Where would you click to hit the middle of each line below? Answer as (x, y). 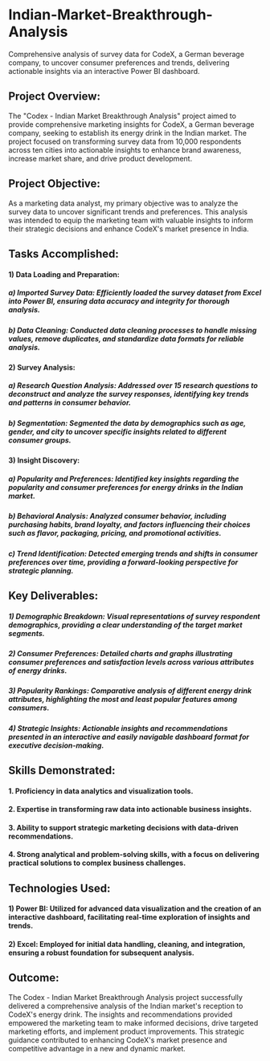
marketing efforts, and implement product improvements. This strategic (127, 1031)
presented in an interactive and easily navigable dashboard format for (129, 737)
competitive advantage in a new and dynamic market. (97, 1048)
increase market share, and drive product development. (100, 158)
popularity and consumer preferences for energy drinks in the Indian (126, 487)
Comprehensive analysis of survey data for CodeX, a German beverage (127, 54)
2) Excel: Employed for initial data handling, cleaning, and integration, (127, 945)
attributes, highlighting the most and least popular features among (123, 700)
